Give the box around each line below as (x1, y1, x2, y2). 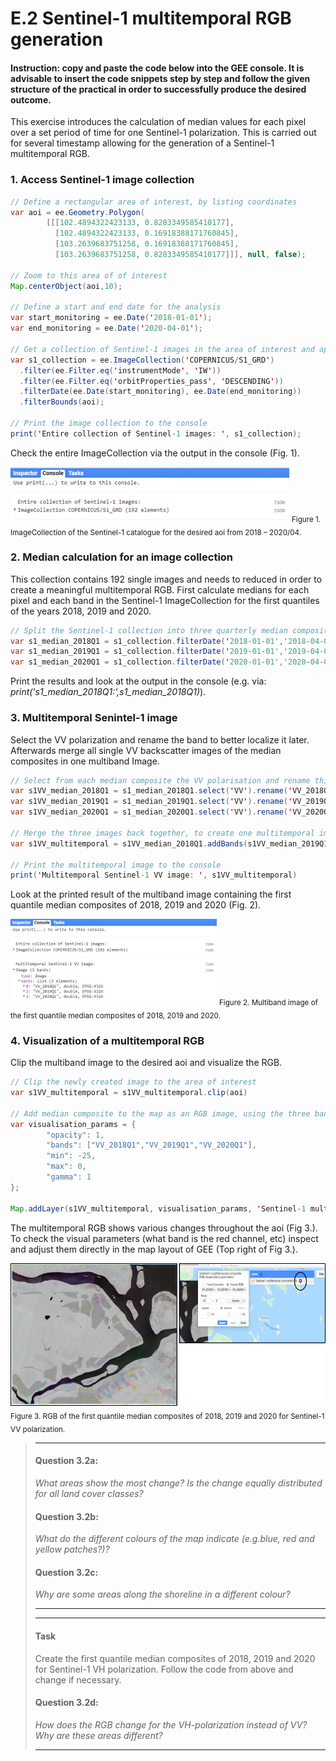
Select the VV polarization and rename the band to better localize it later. (10, 733, 310, 746)
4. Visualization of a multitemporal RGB (10, 1033, 205, 1047)
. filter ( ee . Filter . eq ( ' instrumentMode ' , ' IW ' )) (19, 365, 222, 376)
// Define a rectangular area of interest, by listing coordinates (10, 197, 298, 207)
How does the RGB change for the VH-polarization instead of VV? (34, 1718, 308, 1731)
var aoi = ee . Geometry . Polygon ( (10, 207, 145, 217)
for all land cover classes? (34, 1487, 144, 1499)
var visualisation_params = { (10, 1119, 137, 1129)
